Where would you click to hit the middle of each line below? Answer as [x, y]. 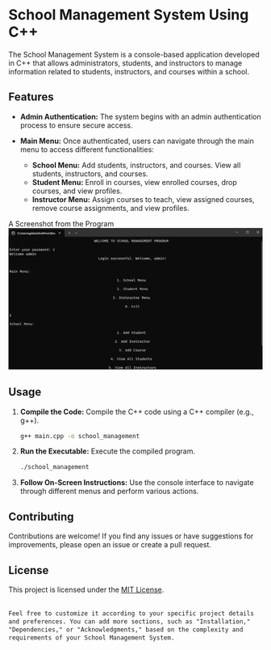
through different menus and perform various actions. [109, 492]
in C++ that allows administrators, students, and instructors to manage [125, 63]
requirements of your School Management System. [92, 637]
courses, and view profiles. [77, 191]
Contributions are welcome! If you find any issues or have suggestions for [131, 536]
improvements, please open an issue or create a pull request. [110, 545]
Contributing [41, 516]
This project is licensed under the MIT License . [86, 589]
